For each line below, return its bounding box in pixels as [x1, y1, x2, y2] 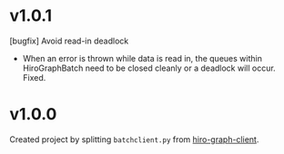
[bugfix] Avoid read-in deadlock [9, 35, 129, 46]
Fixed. [22, 72, 46, 82]
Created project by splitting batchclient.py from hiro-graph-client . [9, 133, 259, 145]
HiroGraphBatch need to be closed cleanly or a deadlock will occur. [22, 63, 276, 73]
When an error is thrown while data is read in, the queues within [22, 53, 262, 63]
